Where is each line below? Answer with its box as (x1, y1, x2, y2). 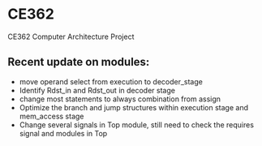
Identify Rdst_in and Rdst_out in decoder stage (19, 85, 176, 95)
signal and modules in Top (19, 128, 108, 138)
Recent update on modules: (7, 55, 150, 69)
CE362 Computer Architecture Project (7, 32, 135, 41)
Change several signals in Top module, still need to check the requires (19, 119, 255, 130)
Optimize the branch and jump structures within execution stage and (19, 102, 249, 112)
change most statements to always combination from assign (19, 94, 221, 104)
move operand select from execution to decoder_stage (19, 76, 204, 86)
